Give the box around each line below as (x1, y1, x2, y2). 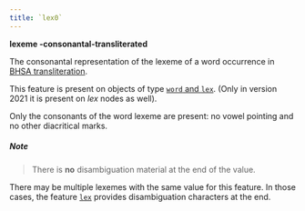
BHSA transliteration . (9, 65, 88, 76)
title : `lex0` (9, 13, 64, 23)
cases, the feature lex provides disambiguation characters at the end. (9, 191, 271, 202)
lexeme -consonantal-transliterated (9, 38, 148, 49)
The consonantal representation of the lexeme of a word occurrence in (9, 55, 275, 66)
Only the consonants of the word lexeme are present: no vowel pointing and (9, 110, 294, 121)
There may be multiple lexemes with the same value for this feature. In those (9, 181, 296, 192)
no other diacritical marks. (9, 120, 107, 131)
